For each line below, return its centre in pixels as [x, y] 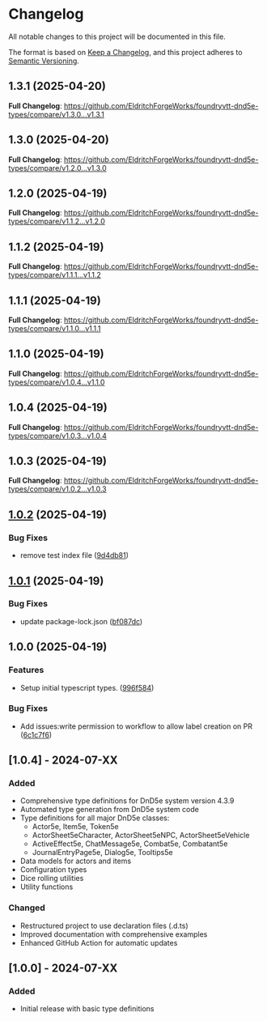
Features [26, 670]
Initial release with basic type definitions [87, 1009]
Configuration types [53, 870]
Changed [27, 908]
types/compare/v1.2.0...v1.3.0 [57, 168]
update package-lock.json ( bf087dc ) [81, 621]
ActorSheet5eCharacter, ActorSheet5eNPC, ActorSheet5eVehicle [141, 836]
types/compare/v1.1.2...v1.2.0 [57, 221]
